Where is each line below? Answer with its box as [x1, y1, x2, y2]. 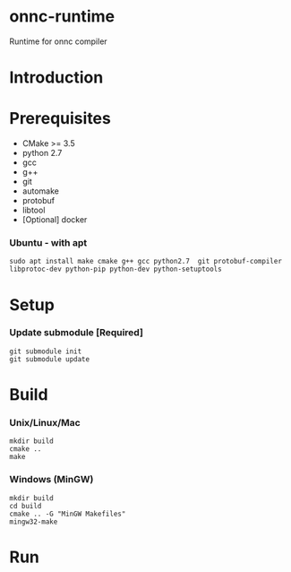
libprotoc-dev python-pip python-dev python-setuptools [9, 264, 222, 274]
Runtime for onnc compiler [9, 36, 107, 47]
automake [21, 186, 60, 196]
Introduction [9, 67, 104, 88]
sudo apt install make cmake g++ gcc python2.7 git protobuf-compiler [9, 257, 282, 266]
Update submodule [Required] [9, 326, 143, 339]
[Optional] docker [21, 214, 88, 225]
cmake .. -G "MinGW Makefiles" [9, 509, 126, 518]
